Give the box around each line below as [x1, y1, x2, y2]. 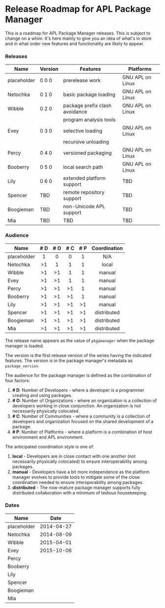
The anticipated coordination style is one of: [5, 444, 94, 450]
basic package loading [63, 91, 115, 98]
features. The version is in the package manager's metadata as [5, 358, 133, 364]
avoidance [63, 108, 87, 115]
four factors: [5, 377, 30, 383]
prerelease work [63, 77, 101, 84]
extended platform [63, 175, 106, 182]
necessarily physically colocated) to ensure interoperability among [12, 458, 147, 464]
